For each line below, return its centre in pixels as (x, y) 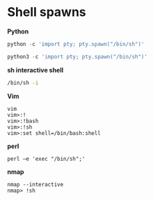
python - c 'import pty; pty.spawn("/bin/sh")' (76, 44)
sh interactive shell (35, 70)
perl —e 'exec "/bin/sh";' (46, 159)
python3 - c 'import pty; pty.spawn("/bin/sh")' (78, 56)
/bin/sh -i (23, 83)
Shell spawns (47, 12)
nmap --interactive (35, 184)
